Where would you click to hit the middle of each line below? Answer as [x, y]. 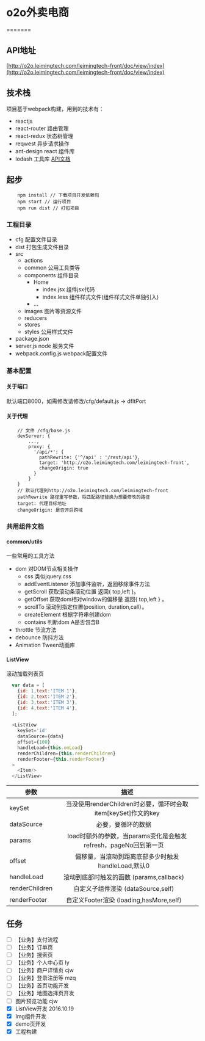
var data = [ [28, 685]
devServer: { [34, 436]
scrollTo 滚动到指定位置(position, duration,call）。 [86, 607]
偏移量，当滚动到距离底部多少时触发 [127, 857]
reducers [36, 317]
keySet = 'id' [32, 731]
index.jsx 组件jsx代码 [69, 289]
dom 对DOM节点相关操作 [47, 569]
